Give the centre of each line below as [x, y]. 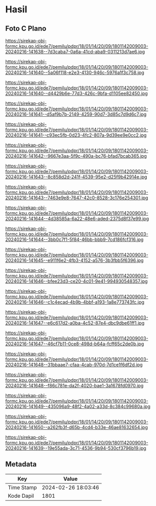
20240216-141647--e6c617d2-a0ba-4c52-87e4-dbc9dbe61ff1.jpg [75, 323]
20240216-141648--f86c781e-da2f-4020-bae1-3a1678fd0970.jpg [74, 386]
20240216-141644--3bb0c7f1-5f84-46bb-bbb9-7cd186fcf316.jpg [74, 239]
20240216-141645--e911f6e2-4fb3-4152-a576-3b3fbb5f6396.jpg [75, 260]
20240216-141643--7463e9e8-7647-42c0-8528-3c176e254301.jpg [77, 198]
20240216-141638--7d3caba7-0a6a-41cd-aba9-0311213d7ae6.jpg [75, 52]
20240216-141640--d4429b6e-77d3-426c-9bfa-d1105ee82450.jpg [77, 93]
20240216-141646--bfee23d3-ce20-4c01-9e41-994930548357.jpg [76, 281]
